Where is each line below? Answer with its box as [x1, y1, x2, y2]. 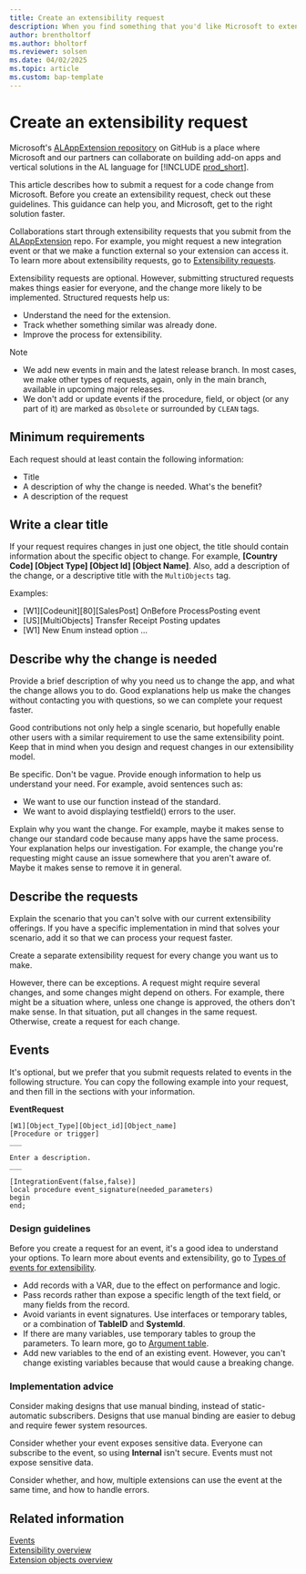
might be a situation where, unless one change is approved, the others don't [9, 996, 296, 1007]
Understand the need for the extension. [22, 309, 171, 320]
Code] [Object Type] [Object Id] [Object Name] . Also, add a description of [9, 561, 290, 571]
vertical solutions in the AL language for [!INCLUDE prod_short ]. [9, 161, 250, 172]
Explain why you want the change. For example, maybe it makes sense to [9, 824, 284, 835]
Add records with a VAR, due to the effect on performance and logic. [22, 1280, 280, 1291]
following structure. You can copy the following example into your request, [9, 1076, 289, 1087]
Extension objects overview [9, 1555, 113, 1566]
